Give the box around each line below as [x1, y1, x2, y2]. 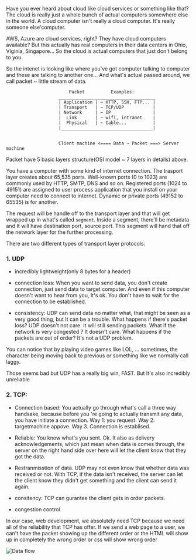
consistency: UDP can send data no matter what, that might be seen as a [14, 310, 191, 317]
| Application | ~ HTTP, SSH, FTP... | [58, 99, 156, 105]
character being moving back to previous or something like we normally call [6, 352, 189, 359]
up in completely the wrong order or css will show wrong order [6, 536, 158, 543]
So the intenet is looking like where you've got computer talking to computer [6, 65, 190, 72]
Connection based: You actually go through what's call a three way [14, 404, 177, 411]
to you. [6, 54, 23, 61]
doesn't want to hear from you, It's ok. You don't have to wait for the [14, 292, 180, 299]
